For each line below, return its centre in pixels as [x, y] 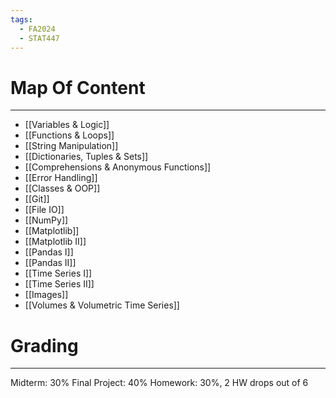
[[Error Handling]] [61, 178]
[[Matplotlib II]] [55, 242]
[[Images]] [46, 295]
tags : [21, 19]
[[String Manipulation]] [71, 146]
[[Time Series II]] [59, 284]
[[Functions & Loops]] [69, 135]
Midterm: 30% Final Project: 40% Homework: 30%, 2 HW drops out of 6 [159, 383]
